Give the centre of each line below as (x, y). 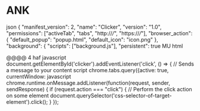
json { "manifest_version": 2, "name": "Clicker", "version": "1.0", (84, 27)
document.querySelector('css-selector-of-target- (111, 95)
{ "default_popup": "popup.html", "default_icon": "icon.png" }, (82, 39)
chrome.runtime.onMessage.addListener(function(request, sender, (88, 83)
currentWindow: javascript (39, 76)
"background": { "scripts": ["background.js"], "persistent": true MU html (95, 46)
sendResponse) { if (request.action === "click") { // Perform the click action (99, 89)
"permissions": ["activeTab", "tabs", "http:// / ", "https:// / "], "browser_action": (99, 33)
